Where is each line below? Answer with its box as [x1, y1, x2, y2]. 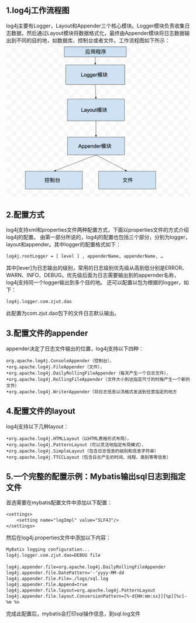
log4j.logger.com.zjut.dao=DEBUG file [6, 552, 101, 559]
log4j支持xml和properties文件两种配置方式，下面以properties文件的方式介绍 [6, 226, 189, 233]
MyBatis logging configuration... [6, 546, 91, 553]
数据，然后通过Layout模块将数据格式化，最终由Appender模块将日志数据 [11, 29, 185, 36]
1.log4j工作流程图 [6, 5, 70, 16]
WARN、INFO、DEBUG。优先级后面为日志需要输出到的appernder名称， [6, 271, 180, 278]
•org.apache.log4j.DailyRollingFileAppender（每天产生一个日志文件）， [6, 370, 171, 376]
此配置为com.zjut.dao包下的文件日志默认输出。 [6, 309, 120, 316]
